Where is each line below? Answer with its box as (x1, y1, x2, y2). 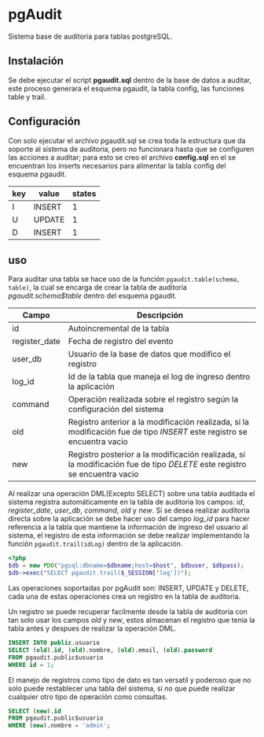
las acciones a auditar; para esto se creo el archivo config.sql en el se (8, 152, 236, 162)
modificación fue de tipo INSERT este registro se (68, 427, 247, 438)
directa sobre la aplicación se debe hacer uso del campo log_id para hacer (8, 514, 250, 524)
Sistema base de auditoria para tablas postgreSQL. (8, 31, 173, 41)
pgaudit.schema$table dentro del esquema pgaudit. (8, 291, 177, 301)
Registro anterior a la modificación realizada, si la (68, 417, 250, 428)
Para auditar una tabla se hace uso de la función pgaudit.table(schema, (8, 274, 240, 284)
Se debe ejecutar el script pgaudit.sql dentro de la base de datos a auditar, (8, 75, 252, 84)
